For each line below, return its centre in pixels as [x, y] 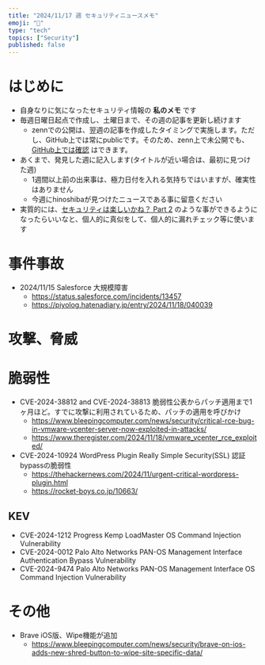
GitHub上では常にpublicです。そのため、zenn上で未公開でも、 [147, 140]
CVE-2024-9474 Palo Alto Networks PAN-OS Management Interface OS [137, 568]
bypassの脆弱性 [45, 465]
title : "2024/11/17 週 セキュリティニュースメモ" [83, 15]
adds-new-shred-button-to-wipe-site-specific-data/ [117, 652]
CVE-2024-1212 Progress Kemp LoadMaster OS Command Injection [130, 535]
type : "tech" [30, 30]
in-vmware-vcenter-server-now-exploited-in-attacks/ [119, 430]
